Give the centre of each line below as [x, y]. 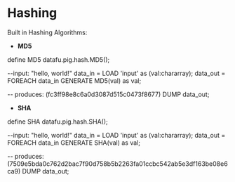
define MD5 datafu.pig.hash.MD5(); [59, 59]
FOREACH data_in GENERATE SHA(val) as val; [74, 143]
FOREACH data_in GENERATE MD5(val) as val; [74, 80]
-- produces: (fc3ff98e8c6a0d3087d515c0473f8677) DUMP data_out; [108, 94]
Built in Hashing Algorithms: [47, 32]
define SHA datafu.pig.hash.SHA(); [58, 122]
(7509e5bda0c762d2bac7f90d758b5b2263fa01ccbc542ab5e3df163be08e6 [117, 164]
